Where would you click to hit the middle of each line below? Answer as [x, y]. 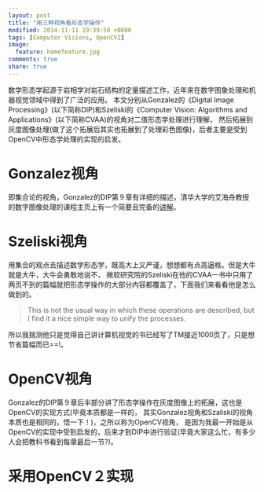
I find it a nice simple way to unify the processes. [106, 318]
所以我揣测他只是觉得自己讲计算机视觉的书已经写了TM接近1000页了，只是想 [132, 334]
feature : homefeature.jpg [58, 52]
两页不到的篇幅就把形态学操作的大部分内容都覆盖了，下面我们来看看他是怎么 [132, 285]
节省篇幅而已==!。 [38, 344]
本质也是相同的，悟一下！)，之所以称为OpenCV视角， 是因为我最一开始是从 [131, 422]
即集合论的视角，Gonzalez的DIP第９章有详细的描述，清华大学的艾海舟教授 [129, 196]
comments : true [33, 60]
